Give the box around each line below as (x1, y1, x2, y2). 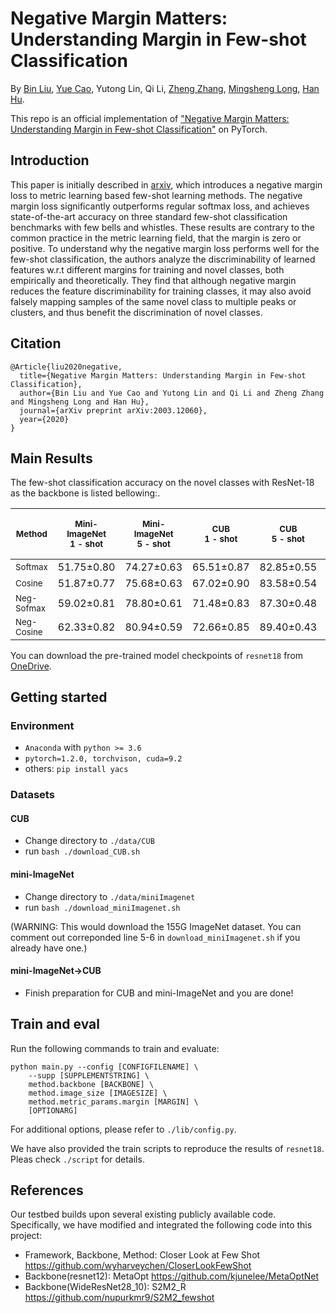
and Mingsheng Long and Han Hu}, (10, 397, 150, 407)
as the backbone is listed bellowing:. (10, 487, 161, 499)
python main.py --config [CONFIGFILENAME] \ (10, 1062, 199, 1072)
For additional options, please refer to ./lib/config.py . (10, 1123, 237, 1135)
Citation (10, 335, 62, 352)
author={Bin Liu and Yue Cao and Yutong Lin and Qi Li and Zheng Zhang (19, 388, 325, 398)
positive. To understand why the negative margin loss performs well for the (10, 242, 320, 254)
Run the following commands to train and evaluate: (10, 1042, 220, 1054)
